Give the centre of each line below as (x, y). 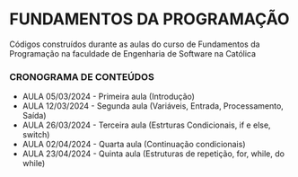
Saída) (34, 116)
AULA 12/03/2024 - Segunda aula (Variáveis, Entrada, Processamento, (153, 106)
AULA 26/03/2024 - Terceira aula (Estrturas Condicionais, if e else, (146, 125)
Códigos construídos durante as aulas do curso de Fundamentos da (135, 44)
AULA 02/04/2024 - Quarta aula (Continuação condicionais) (134, 145)
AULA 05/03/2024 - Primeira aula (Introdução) (109, 97)
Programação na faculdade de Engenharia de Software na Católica (133, 53)
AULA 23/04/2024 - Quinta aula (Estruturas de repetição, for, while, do (153, 154)
